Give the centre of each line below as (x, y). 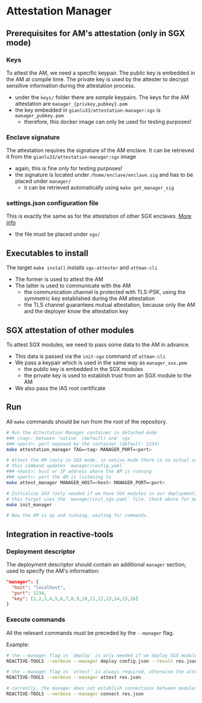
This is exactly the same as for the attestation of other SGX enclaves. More (99, 216)
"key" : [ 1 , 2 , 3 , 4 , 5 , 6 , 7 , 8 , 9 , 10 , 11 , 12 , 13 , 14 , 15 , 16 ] (75, 599)
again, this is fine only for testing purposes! (69, 168)
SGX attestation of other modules (70, 330)
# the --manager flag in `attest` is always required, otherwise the (95, 672)
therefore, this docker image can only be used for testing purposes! (108, 121)
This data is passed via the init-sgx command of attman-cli (90, 357)
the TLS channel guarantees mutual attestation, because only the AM (109, 305)
